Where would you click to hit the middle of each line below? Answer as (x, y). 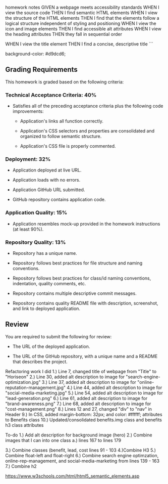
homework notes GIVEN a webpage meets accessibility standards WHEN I (82, 7)
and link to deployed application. (46, 309)
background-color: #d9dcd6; (36, 54)
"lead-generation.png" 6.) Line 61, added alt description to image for (76, 398)
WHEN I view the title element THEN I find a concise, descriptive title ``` (79, 44)
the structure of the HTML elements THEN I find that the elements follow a (82, 18)
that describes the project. (40, 362)
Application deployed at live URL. (47, 170)
